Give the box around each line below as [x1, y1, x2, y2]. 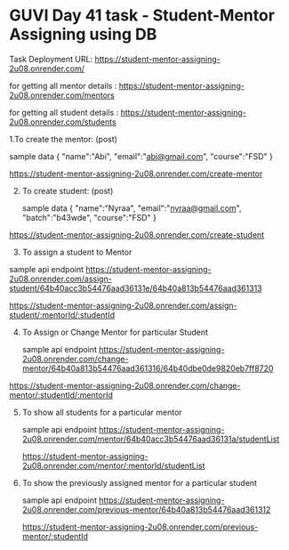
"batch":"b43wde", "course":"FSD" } [21, 212, 157, 222]
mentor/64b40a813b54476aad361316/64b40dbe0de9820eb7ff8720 [21, 362, 274, 374]
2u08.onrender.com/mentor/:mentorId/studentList [21, 460, 205, 471]
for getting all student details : [9, 107, 119, 117]
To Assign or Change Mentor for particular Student [21, 327, 209, 337]
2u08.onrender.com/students [9, 117, 117, 127]
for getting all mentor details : [9, 80, 117, 91]
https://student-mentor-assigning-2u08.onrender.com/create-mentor [9, 168, 263, 179]
